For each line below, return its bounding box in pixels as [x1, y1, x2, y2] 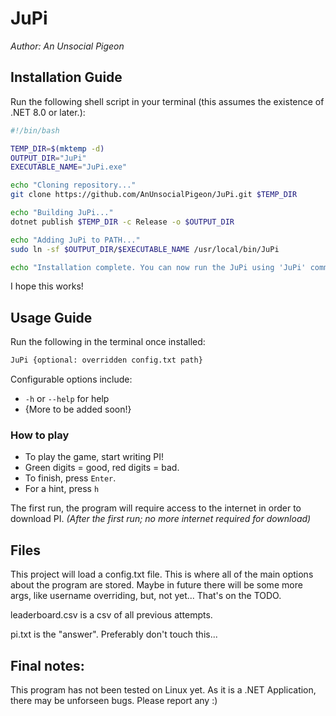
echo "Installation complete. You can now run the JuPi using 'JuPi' [10, 262, 307, 272]
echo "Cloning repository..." [10, 180, 137, 191]
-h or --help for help [24, 393, 110, 405]
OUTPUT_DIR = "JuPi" [10, 153, 87, 163]
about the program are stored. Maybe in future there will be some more [10, 579, 303, 591]
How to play [10, 428, 70, 442]
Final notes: [10, 657, 85, 674]
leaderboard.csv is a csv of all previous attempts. [10, 609, 213, 621]
